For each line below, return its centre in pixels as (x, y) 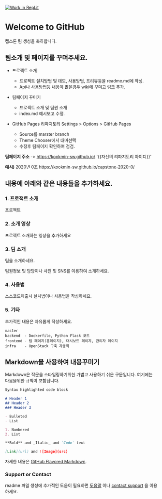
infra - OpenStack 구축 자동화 (37, 346)
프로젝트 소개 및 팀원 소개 (43, 107)
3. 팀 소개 (15, 249)
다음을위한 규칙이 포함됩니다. (32, 381)
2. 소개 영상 (18, 224)
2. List (13, 434)
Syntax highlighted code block (37, 390)
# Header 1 (16, 399)
